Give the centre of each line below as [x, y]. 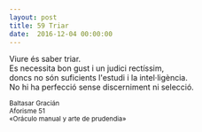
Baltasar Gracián [35, 104]
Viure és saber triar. [45, 59]
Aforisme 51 [27, 112]
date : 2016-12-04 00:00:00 [61, 34]
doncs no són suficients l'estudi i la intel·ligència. [98, 78]
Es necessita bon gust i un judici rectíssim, [87, 68]
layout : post [33, 17]
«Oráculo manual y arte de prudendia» [68, 119]
